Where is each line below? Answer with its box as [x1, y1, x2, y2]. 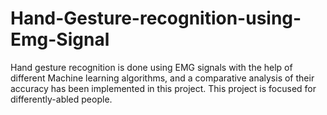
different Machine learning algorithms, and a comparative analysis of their [10, 72, 315, 84]
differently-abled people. [10, 93, 113, 105]
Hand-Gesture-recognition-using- [10, 7, 302, 30]
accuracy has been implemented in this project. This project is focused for [10, 82, 317, 94]
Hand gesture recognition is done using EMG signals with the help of [10, 61, 293, 73]
